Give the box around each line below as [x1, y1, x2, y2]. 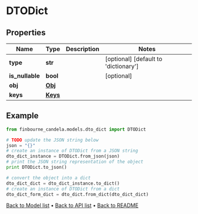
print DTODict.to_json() [6, 165, 67, 170]
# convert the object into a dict [6, 175, 91, 180]
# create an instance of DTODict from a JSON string [6, 148, 138, 154]
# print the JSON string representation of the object [6, 159, 144, 165]
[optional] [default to [105, 55, 163, 63]
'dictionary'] [105, 62, 139, 70]
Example [6, 111, 39, 121]
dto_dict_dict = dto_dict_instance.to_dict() [6, 180, 120, 186]
